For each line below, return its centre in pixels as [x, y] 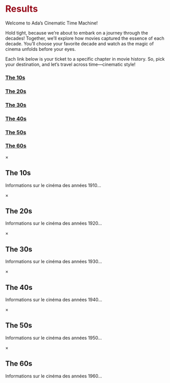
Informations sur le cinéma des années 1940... [54, 300]
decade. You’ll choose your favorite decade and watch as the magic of [80, 43]
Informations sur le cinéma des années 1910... [53, 185]
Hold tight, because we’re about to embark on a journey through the [77, 33]
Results [22, 9]
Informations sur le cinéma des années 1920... [54, 223]
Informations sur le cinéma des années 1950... [54, 338]
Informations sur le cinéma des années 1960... [54, 376]
